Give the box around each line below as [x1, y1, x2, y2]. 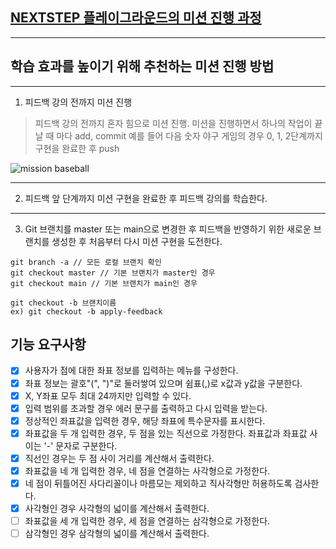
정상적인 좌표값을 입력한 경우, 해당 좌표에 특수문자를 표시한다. [24, 414, 266, 427]
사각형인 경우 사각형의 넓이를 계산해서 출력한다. [24, 503, 210, 514]
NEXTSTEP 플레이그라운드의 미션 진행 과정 [10, 9, 262, 27]
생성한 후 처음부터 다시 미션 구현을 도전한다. [51, 235, 223, 247]
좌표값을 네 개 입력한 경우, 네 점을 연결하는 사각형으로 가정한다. [24, 464, 271, 477]
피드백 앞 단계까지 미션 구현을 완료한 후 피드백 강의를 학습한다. [24, 192, 268, 204]
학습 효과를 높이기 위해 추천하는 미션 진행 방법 [10, 58, 275, 75]
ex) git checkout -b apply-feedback [10, 306, 163, 317]
